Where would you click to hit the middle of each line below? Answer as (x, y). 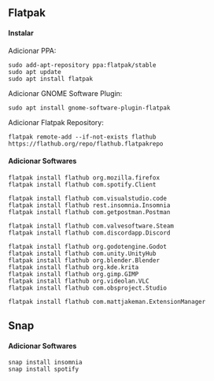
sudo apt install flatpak (50, 79)
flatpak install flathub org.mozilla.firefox (84, 178)
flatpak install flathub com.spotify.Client (82, 184)
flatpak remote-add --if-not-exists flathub (82, 137)
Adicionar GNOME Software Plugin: (65, 93)
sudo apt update (35, 72)
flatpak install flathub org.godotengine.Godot (88, 246)
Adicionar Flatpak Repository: (56, 122)
